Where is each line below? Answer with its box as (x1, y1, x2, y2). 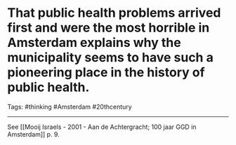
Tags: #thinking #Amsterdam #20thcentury (7, 102, 132, 111)
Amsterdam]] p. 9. (7, 130, 60, 138)
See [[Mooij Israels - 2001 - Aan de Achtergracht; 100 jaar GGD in (7, 123, 197, 131)
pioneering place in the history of (7, 64, 205, 81)
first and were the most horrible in (7, 20, 210, 36)
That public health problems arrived (7, 5, 221, 21)
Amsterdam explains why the (7, 35, 181, 50)
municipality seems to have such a (7, 50, 214, 66)
